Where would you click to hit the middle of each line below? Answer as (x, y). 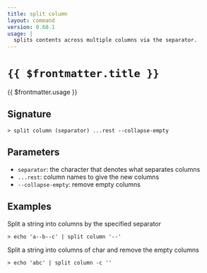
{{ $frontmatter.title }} (83, 74)
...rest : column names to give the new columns (88, 177)
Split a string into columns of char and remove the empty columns (103, 250)
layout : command (31, 21)
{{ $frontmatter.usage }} (42, 92)
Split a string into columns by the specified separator (84, 223)
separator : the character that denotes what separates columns (109, 169)
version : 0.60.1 (31, 27)
